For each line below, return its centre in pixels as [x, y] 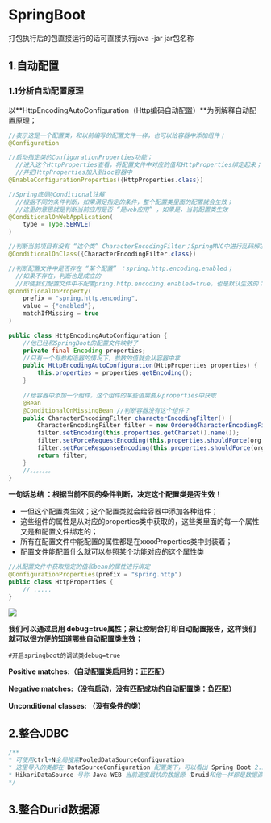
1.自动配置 [34, 66]
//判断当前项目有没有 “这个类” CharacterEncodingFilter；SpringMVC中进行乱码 [131, 247]
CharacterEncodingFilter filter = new [102, 426]
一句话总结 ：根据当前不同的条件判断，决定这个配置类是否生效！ [115, 494]
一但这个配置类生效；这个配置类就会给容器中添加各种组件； [119, 511]
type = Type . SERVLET [57, 224]
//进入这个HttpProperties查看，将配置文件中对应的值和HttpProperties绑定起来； [139, 165]
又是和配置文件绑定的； [59, 532]
